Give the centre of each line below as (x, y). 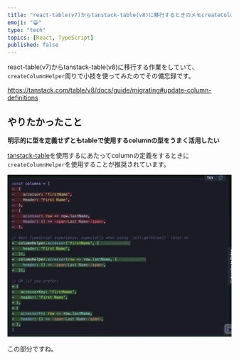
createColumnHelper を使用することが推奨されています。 (89, 164)
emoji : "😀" (25, 22)
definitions (23, 98)
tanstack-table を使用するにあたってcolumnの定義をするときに (99, 155)
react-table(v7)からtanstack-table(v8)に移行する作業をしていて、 (103, 67)
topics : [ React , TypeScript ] (51, 38)
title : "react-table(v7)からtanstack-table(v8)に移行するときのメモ (105, 15)
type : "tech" (27, 30)
